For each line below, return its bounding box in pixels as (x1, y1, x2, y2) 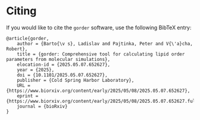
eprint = (17, 93, 39, 99)
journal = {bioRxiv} (17, 103, 68, 109)
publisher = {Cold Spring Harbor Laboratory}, (17, 77, 135, 83)
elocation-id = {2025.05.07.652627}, (17, 61, 111, 67)
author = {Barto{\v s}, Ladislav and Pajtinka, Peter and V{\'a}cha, (17, 41, 193, 47)
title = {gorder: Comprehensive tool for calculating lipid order (17, 51, 185, 57)
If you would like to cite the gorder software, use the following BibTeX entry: (6, 24, 192, 31)
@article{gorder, (6, 35, 49, 41)
